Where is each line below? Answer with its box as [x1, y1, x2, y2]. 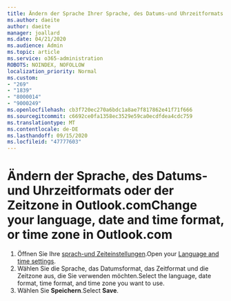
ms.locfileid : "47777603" [7, 139, 81, 146]
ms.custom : [7, 74, 39, 81]
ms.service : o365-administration [7, 55, 103, 62]
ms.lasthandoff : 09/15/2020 [7, 132, 88, 139]
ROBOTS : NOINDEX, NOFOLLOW [7, 61, 85, 68]
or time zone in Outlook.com [7, 227, 173, 242]
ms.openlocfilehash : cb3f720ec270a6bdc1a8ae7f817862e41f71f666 [7, 106, 193, 113]
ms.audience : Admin [7, 42, 63, 49]
